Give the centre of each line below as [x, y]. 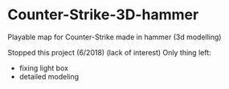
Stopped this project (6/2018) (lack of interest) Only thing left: [110, 52]
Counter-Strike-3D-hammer [103, 15]
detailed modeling [49, 76]
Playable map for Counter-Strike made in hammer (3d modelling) [115, 37]
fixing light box [44, 68]
